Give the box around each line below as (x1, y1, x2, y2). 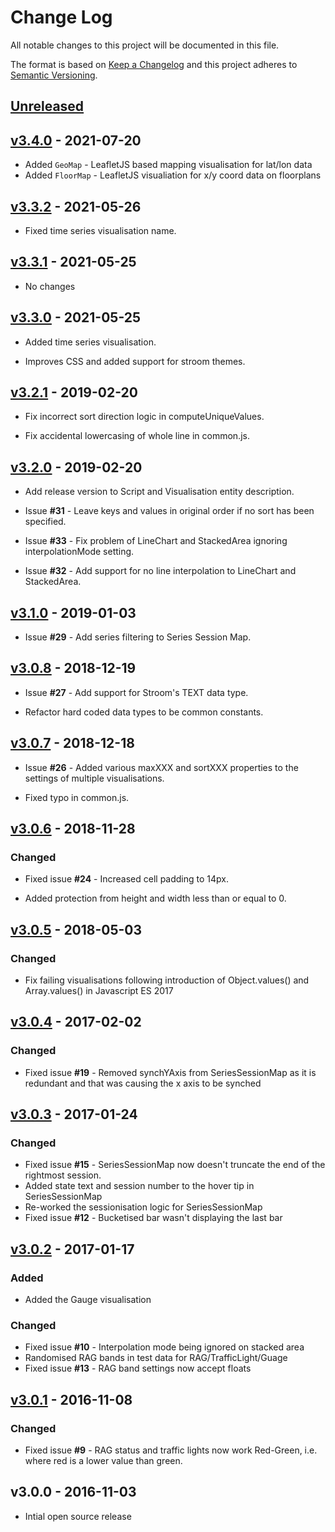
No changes (24, 280, 76, 292)
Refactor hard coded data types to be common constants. (24, 706, 264, 718)
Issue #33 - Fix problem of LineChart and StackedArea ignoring (24, 535, 288, 547)
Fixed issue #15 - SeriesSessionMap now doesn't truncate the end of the (24, 1159, 326, 1171)
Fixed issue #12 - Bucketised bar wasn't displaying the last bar (24, 1212, 283, 1224)
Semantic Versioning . (10, 69, 98, 81)
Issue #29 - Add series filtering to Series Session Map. (24, 631, 252, 643)
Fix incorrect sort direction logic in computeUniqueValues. (24, 411, 265, 423)
